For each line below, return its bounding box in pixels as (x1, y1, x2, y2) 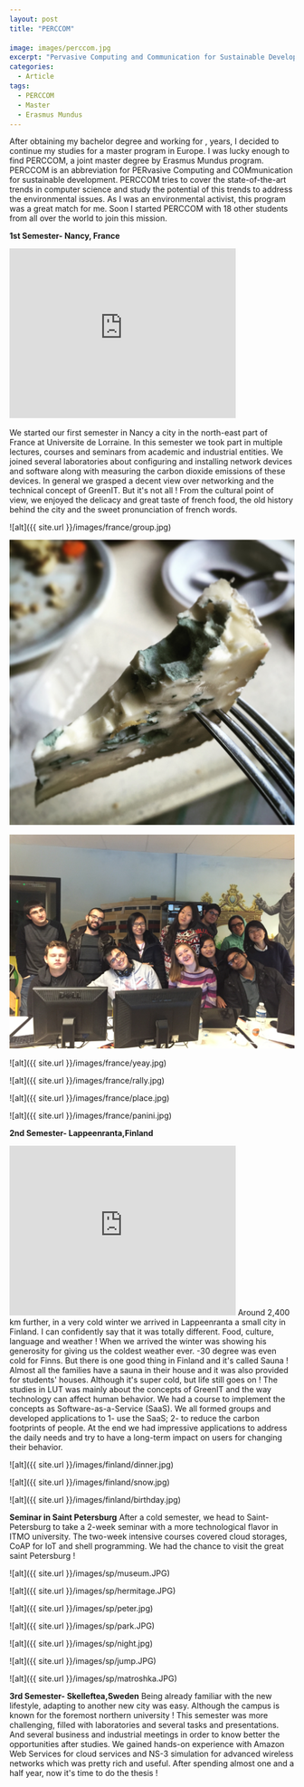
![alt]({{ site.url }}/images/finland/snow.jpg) (9, 1476, 170, 1488)
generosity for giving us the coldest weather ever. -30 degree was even (9, 1345, 277, 1357)
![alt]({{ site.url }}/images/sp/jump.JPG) (9, 1656, 157, 1667)
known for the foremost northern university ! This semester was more (9, 1710, 269, 1721)
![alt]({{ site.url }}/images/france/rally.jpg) (9, 1075, 166, 1086)
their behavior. (9, 1442, 63, 1453)
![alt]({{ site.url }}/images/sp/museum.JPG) (9, 1568, 170, 1579)
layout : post (9, 14, 59, 24)
